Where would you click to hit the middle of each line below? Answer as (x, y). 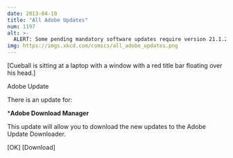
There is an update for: (40, 100)
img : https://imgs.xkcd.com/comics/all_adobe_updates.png (93, 46)
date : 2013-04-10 (32, 14)
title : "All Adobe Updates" (48, 20)
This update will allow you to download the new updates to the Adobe (107, 126)
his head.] (21, 73)
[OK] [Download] (31, 147)
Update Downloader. (36, 134)
